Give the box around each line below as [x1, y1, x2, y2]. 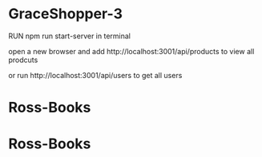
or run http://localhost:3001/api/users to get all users [8, 70, 183, 80]
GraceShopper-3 [8, 5, 123, 23]
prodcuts [8, 55, 38, 65]
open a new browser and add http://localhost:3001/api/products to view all [8, 46, 255, 56]
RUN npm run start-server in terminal [8, 31, 131, 41]
